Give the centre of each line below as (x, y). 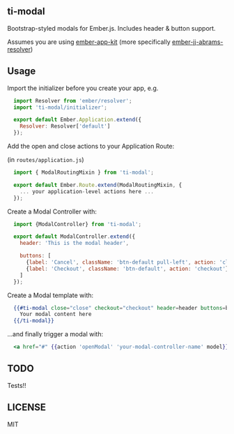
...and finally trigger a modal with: (55, 334)
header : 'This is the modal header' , (75, 244)
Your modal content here (56, 314)
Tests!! (17, 385)
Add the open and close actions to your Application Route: (91, 146)
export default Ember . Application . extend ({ (77, 120)
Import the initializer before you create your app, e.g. (83, 88)
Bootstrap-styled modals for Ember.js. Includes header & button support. (111, 28)
